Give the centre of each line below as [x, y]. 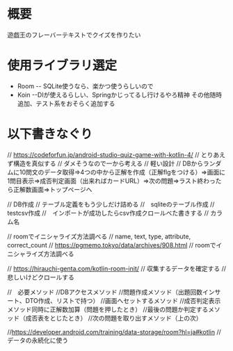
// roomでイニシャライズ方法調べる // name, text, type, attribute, [99, 236]
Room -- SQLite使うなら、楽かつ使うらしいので [86, 86]
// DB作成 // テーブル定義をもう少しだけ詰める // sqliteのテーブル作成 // [111, 204]
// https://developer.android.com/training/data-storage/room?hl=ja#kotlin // [114, 332]
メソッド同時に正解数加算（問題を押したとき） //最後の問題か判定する [108, 309]
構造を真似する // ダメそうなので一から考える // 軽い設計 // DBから [108, 163]
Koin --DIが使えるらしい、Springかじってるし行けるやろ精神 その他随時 [120, 95]
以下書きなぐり [50, 134]
